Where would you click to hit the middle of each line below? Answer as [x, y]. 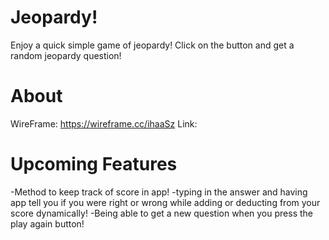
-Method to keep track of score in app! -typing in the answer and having [159, 192]
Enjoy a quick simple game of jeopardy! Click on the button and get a [152, 45]
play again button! [47, 223]
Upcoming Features [94, 164]
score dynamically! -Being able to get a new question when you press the [161, 213]
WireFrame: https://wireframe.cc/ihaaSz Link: [104, 123]
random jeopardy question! [66, 55]
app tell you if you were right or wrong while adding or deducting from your [165, 202]
